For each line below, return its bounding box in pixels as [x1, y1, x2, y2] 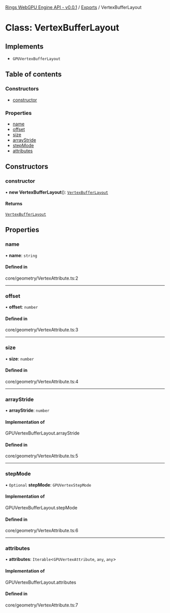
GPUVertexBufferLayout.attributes [5, 579, 76, 585]
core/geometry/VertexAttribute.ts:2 [5, 275, 78, 281]
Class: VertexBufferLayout [5, 22, 119, 33]
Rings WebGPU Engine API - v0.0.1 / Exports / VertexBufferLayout [5, 5, 142, 10]
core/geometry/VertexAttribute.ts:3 [5, 327, 78, 333]
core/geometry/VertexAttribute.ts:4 [5, 378, 78, 384]
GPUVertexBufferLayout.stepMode [5, 504, 77, 510]
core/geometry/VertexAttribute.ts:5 [5, 453, 78, 459]
